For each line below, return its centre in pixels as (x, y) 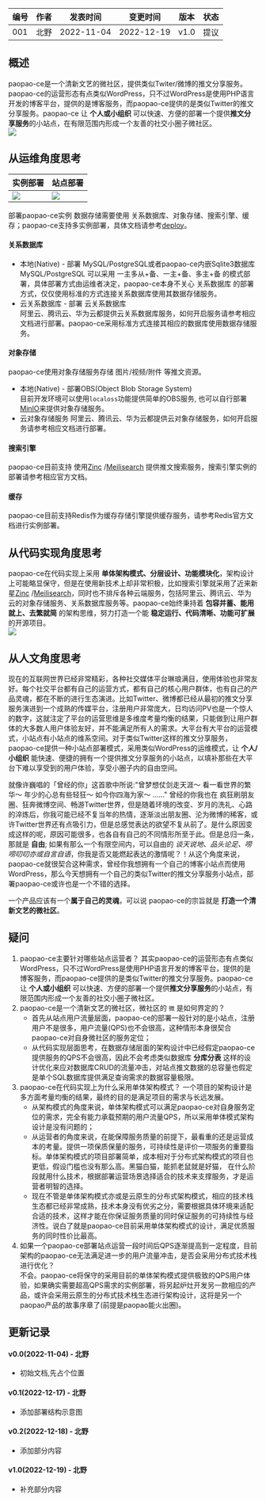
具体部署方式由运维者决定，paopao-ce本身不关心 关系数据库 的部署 (144, 284)
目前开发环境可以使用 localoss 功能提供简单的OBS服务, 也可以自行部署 (133, 398)
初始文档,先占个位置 (52, 1373)
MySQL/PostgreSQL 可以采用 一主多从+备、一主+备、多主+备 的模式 (131, 273)
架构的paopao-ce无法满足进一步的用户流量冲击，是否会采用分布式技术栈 (138, 1255)
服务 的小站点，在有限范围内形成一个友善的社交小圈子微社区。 (115, 123)
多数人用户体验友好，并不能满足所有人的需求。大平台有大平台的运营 (140, 729)
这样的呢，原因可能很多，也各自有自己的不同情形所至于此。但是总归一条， (136, 834)
